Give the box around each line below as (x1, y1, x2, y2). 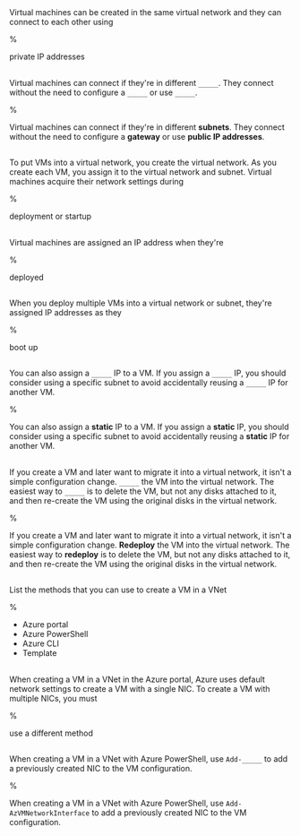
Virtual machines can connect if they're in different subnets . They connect (9, 121, 285, 133)
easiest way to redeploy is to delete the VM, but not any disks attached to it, (9, 548, 291, 559)
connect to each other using (9, 17, 114, 28)
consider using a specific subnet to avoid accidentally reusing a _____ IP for (9, 377, 288, 388)
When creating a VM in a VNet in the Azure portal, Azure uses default (9, 674, 266, 685)
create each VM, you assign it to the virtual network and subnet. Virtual (9, 167, 272, 177)
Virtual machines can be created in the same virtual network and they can (9, 7, 282, 18)
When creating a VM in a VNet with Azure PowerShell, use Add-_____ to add (9, 753, 288, 764)
